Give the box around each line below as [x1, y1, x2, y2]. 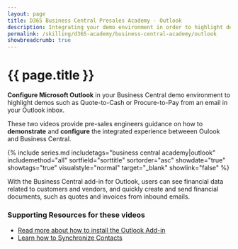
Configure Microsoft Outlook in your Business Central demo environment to [7, 91, 231, 99]
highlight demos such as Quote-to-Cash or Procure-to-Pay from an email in [7, 99, 228, 107]
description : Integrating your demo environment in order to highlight [7, 23, 223, 31]
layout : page [7, 10, 46, 18]
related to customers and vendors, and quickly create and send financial [7, 185, 219, 194]
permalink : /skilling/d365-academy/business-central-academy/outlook [7, 30, 217, 38]
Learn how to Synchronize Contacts [17, 233, 123, 242]
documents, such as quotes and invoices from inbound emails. [7, 192, 190, 201]
